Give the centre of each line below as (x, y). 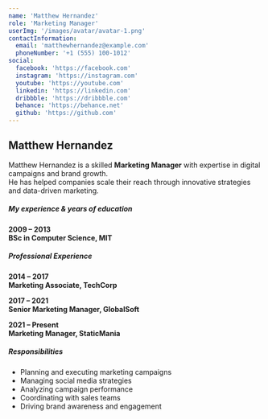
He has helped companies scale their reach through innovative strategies (130, 182)
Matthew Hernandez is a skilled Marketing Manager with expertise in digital (134, 165)
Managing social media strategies (76, 380)
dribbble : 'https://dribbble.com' (73, 98)
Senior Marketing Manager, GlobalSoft (74, 309)
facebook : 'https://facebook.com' (73, 68)
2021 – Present (33, 325)
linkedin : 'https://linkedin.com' (73, 90)
